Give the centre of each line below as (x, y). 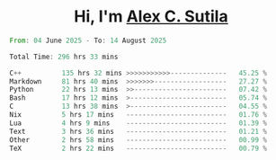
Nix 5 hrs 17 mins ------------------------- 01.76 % (138, 115)
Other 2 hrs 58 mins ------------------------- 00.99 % (138, 140)
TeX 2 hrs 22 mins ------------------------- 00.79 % (138, 148)
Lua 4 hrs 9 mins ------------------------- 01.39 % (138, 123)
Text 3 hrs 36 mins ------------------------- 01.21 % (138, 131)
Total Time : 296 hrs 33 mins (64, 57)
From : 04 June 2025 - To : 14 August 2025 (88, 40)
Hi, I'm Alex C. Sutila (151, 17)
